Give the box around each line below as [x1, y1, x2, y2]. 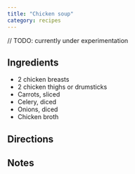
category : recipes [7, 17, 61, 24]
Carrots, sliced [17, 90, 60, 99]
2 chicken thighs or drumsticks [17, 82, 108, 92]
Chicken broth [17, 113, 59, 121]
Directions [7, 133, 54, 145]
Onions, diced [17, 105, 58, 113]
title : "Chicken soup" [7, 10, 74, 18]
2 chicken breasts [17, 75, 70, 84]
